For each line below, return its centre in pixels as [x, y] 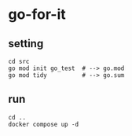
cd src [19, 61]
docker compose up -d [44, 124]
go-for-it [37, 15]
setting [26, 44]
